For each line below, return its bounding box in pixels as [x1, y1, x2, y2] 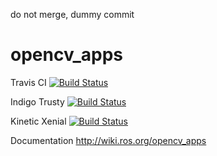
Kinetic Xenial [10, 115, 67, 127]
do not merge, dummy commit [10, 9, 135, 20]
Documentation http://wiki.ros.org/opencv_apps [10, 134, 207, 146]
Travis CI [10, 76, 47, 88]
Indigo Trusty [10, 95, 65, 108]
